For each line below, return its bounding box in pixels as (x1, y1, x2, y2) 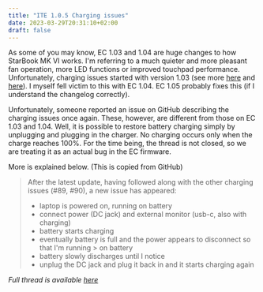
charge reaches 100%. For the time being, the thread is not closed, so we (8, 139, 246, 148)
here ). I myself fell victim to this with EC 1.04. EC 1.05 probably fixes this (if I (8, 81, 255, 91)
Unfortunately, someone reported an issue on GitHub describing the (8, 105, 229, 114)
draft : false (8, 26, 51, 34)
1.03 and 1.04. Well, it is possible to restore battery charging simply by (8, 122, 235, 131)
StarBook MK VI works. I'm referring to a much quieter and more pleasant (8, 56, 247, 66)
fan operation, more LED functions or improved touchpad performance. (8, 65, 240, 74)
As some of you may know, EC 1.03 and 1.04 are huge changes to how (8, 48, 237, 58)
